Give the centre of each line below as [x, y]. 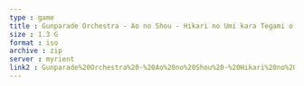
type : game [32, 17]
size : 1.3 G [34, 34]
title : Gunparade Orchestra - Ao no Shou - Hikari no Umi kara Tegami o [152, 26]
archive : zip [36, 51]
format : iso [34, 43]
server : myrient [42, 59]
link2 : [24, 68]
